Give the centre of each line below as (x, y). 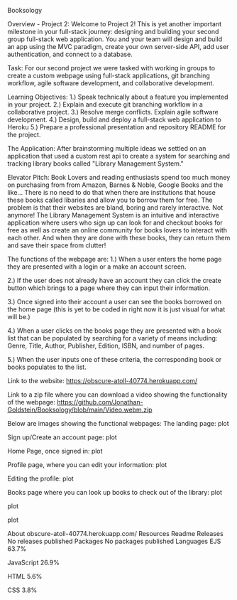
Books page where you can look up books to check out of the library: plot (115, 492)
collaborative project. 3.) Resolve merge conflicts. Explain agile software (113, 112)
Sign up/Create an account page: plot (62, 437)
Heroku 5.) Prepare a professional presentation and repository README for (117, 127)
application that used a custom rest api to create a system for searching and (119, 156)
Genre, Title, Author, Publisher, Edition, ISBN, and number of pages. (106, 345)
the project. (24, 135)
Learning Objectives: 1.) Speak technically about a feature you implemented (118, 97)
